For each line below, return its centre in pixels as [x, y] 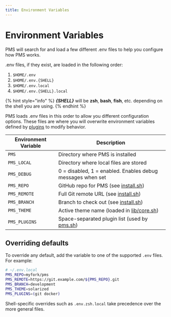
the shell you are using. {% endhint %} [46, 106]
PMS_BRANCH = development [31, 284]
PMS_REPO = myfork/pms [27, 275]
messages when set [82, 177]
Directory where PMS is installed [97, 154]
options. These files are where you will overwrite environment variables [80, 121]
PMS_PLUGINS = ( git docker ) [33, 294]
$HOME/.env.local [31, 86]
